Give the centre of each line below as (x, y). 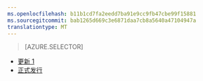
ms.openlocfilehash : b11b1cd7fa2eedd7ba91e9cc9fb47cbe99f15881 (102, 14)
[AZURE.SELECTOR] (54, 47)
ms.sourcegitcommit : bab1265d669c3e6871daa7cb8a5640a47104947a (102, 20)
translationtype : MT (38, 27)
